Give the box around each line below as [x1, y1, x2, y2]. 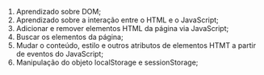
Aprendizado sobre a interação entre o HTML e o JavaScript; [15, 15, 220, 25]
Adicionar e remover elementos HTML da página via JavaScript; [15, 24, 229, 33]
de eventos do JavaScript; [15, 49, 103, 58]
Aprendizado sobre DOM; [15, 7, 102, 16]
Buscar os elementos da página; [15, 32, 124, 41]
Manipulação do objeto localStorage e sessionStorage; [15, 57, 199, 67]
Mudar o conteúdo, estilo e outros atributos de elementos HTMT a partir [15, 41, 257, 50]
